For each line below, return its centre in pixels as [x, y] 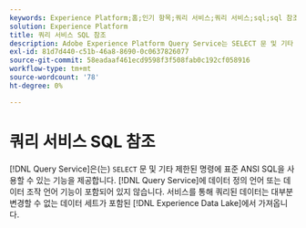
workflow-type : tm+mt [51, 69]
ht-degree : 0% [36, 86]
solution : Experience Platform [69, 26]
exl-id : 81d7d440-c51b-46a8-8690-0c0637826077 [99, 52]
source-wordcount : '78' [55, 78]
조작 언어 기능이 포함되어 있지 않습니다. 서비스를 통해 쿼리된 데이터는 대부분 [160, 192]
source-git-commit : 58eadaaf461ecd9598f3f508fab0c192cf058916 [130, 60]
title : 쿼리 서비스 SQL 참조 [58, 35]
